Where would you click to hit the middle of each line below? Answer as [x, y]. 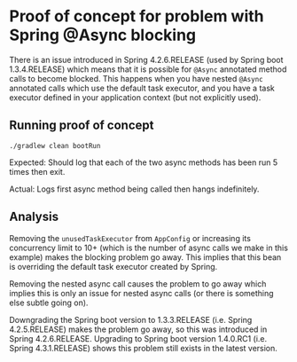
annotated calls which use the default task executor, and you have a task [142, 88]
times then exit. [37, 171]
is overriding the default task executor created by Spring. [113, 266]
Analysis [34, 217]
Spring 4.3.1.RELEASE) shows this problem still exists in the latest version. [143, 348]
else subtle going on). [49, 303]
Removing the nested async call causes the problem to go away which [138, 283]
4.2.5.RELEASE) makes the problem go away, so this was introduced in [138, 329]
